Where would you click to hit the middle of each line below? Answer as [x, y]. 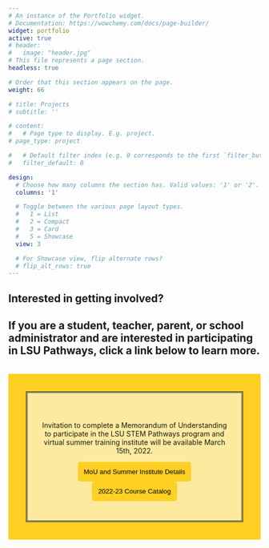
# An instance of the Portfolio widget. [77, 16]
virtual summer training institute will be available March [134, 442]
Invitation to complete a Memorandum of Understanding [134, 425]
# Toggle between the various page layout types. [100, 207]
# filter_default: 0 [46, 163]
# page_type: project [44, 141]
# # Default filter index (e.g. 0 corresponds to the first [114, 155]
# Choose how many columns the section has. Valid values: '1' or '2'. [138, 185]
